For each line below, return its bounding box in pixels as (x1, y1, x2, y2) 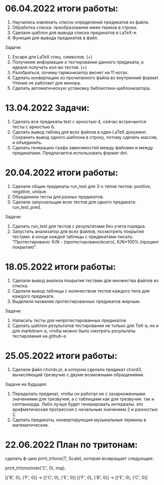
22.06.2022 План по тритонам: (5, 439, 138, 450)
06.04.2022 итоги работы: (5, 3, 118, 14)
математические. (12, 422, 49, 428)
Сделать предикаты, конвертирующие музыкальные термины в (12, 417, 146, 423)
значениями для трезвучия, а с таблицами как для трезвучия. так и (12, 396, 154, 402)
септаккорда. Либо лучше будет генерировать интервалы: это (12, 401, 143, 407)
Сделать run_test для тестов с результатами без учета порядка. (12, 223, 146, 229)
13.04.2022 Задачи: (5, 103, 90, 113)
